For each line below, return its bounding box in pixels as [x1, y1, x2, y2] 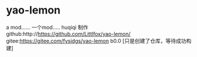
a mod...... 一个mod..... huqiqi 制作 [6, 24, 88, 31]
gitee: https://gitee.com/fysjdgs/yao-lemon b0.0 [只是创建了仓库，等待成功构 [6, 37, 192, 44]
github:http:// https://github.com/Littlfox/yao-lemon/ [6, 30, 131, 37]
